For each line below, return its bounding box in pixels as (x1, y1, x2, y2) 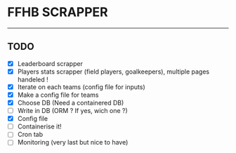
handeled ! (17, 75, 49, 84)
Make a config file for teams (17, 91, 100, 99)
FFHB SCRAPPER (7, 4, 108, 20)
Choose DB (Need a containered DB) (17, 99, 124, 107)
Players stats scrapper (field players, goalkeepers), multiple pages (17, 67, 209, 76)
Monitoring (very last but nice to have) (17, 138, 129, 147)
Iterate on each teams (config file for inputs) (17, 82, 145, 91)
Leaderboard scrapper (17, 59, 83, 67)
